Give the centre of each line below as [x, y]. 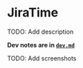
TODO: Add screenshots [42, 58]
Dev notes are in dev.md [41, 45]
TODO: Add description [40, 32]
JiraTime [33, 13]
